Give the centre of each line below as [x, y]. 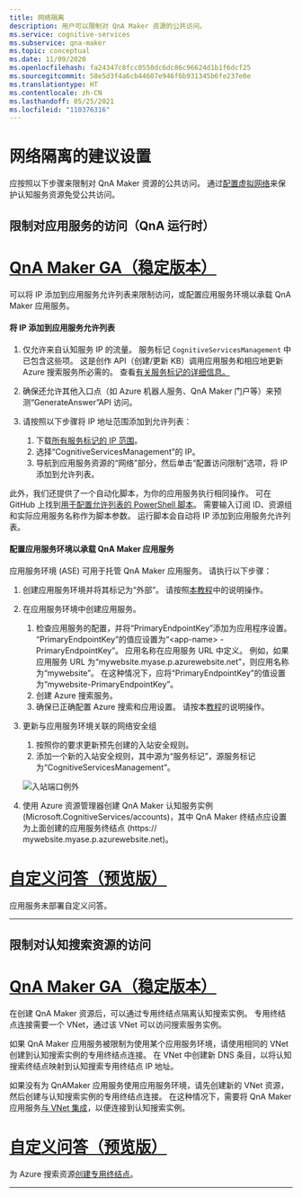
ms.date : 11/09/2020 [48, 59]
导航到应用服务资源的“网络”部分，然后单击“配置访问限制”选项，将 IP [161, 463]
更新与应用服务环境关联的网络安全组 [89, 725]
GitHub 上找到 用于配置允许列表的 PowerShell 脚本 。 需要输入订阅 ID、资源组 [151, 504]
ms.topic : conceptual [50, 51]
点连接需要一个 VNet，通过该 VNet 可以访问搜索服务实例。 [118, 1024]
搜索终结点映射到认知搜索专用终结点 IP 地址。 [94, 1067]
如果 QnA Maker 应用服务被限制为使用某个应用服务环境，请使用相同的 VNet [149, 1044]
